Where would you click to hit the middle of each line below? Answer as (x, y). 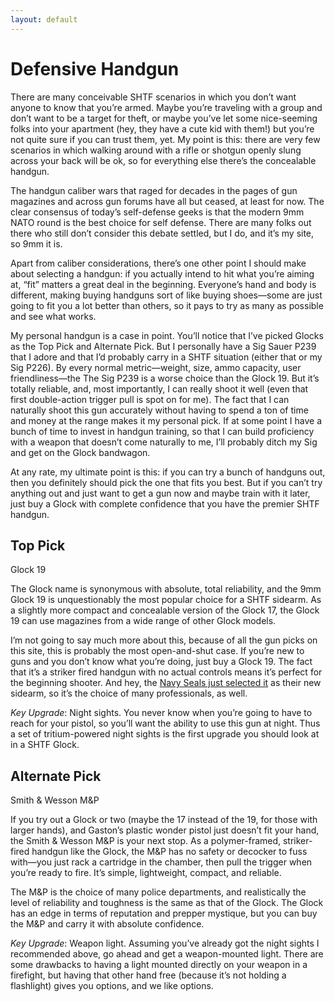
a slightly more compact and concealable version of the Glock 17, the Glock (165, 610)
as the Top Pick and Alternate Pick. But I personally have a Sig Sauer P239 (163, 346)
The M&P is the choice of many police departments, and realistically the (158, 892)
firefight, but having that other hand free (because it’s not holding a (148, 975)
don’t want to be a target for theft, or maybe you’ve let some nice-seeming (164, 118)
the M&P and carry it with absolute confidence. (107, 924)
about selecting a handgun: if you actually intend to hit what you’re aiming (162, 273)
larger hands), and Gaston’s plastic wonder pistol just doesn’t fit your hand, (165, 830)
